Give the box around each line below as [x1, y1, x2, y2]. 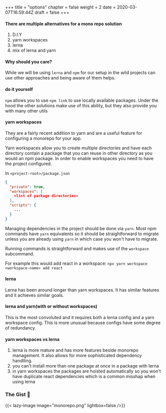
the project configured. [5, 161, 52, 166]
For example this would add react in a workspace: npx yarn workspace [5, 260, 148, 266]
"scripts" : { [9, 203, 37, 208]
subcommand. [5, 250, 35, 256]
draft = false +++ [34, 9, 70, 15]
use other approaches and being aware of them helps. [5, 75, 116, 81]
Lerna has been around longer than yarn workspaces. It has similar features [5, 287, 160, 293]
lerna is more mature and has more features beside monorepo [12, 347, 139, 353]
